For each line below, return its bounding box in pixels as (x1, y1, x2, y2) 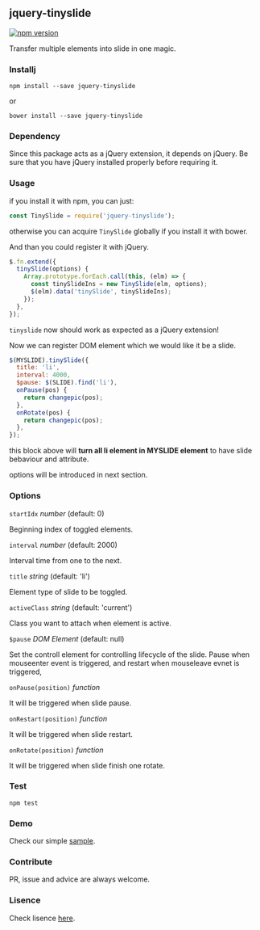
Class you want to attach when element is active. (9, 618, 171, 628)
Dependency (9, 131, 61, 142)
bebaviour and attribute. (9, 454, 89, 464)
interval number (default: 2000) (9, 540, 118, 549)
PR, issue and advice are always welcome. (9, 874, 151, 884)
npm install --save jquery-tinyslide (9, 82, 136, 90)
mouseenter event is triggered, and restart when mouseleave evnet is (9, 658, 240, 667)
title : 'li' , (16, 364, 60, 372)
